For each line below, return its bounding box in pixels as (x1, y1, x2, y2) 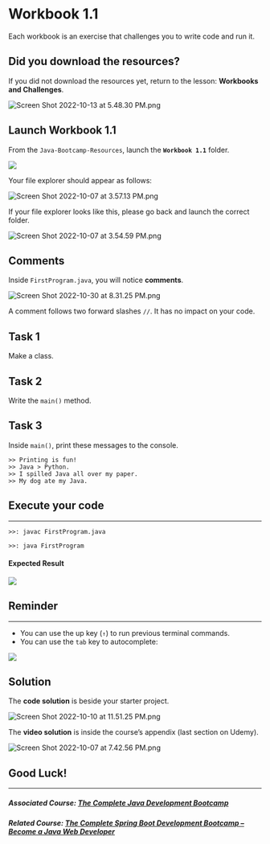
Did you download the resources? (8, 55, 181, 68)
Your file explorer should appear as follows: (8, 175, 153, 185)
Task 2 (8, 375, 43, 388)
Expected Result (8, 559, 64, 568)
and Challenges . (8, 84, 64, 94)
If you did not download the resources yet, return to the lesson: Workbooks (8, 76, 259, 85)
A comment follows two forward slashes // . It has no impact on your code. (8, 306, 256, 316)
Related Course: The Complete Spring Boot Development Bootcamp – (8, 818, 245, 828)
